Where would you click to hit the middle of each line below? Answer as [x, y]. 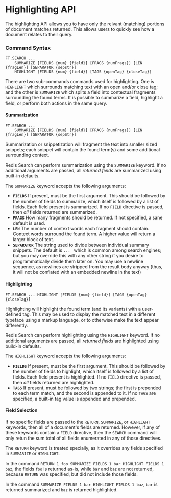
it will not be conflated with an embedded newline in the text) [77, 272]
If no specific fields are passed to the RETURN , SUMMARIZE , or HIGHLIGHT [78, 422]
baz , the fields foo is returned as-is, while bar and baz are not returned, [80, 469]
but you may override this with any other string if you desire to [78, 256]
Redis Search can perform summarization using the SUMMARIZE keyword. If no [86, 165]
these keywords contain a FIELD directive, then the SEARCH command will [81, 432]
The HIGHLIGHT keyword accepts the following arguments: [66, 356]
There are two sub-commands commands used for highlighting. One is [80, 82]
